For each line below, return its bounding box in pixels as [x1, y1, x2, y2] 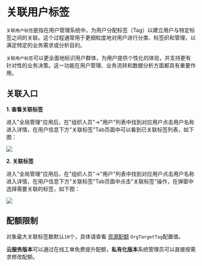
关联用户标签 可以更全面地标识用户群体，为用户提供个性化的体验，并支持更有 [6, 54, 191, 61]
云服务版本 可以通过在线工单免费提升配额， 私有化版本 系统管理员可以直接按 [6, 246, 191, 253]
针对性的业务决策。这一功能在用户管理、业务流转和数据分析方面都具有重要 [6, 61, 191, 69]
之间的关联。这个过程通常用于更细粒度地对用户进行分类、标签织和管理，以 [11, 34, 196, 41]
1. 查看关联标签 [6, 106, 43, 113]
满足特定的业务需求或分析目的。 [6, 41, 85, 49]
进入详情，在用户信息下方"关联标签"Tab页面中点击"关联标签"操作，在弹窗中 [6, 178, 194, 185]
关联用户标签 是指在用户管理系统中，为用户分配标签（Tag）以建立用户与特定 [6, 26, 190, 34]
